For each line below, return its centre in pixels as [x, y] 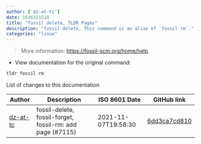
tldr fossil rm [25, 73]
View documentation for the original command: [73, 63]
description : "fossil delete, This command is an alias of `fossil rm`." [100, 28]
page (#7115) [56, 132]
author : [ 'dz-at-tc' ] [33, 12]
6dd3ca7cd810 [169, 121]
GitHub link [170, 99]
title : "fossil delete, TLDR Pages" [52, 23]
